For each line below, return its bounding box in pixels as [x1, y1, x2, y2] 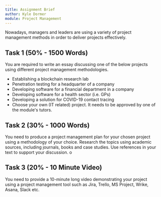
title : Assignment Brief [5, 7, 55, 12]
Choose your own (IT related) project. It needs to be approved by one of [12, 102, 156, 108]
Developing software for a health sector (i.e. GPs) [12, 92, 111, 98]
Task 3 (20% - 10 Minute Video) [5, 164, 102, 172]
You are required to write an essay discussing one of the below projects [5, 62, 148, 67]
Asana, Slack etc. [5, 186, 40, 192]
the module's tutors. [12, 107, 52, 113]
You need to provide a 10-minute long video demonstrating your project [5, 176, 147, 182]
